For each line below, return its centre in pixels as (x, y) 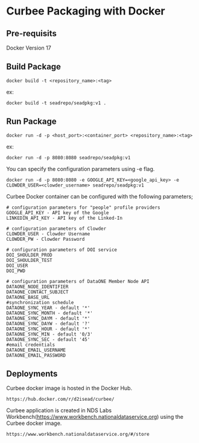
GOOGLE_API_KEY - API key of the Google (58, 212)
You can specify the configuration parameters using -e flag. (81, 169)
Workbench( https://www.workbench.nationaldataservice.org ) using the (95, 417)
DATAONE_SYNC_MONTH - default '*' (50, 313)
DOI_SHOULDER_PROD (29, 255)
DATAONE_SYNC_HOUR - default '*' (48, 329)
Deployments (32, 374)
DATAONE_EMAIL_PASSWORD (36, 355)
